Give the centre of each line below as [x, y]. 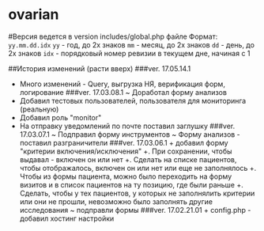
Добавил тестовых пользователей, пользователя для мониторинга [133, 100]
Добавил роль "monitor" [60, 117]
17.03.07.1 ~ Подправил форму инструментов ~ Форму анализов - [130, 134]
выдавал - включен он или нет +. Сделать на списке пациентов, [128, 159]
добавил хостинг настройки [67, 218]
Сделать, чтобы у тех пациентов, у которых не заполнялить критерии [137, 193]
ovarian [34, 15]
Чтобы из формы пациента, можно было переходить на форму [126, 176]
